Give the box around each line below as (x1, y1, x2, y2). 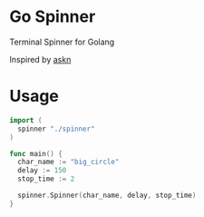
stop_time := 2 (17, 174, 75, 183)
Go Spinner (9, 6, 96, 27)
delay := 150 (17, 166, 67, 175)
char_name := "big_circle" (17, 157, 120, 167)
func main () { (9, 149, 63, 158)
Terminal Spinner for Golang (9, 36, 115, 47)
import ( (9, 115, 43, 124)
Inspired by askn (9, 54, 72, 64)
